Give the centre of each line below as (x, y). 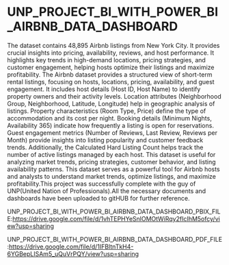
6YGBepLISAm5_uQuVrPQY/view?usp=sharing (73, 253)
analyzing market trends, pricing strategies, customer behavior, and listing (112, 162)
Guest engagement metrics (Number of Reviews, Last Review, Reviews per (112, 132)
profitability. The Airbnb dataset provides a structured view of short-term (110, 74)
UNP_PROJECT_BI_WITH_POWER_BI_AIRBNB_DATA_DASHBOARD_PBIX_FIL (114, 211)
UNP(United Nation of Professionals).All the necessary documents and (107, 191)
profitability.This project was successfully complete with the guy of (102, 184)
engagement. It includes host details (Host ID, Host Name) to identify (104, 89)
